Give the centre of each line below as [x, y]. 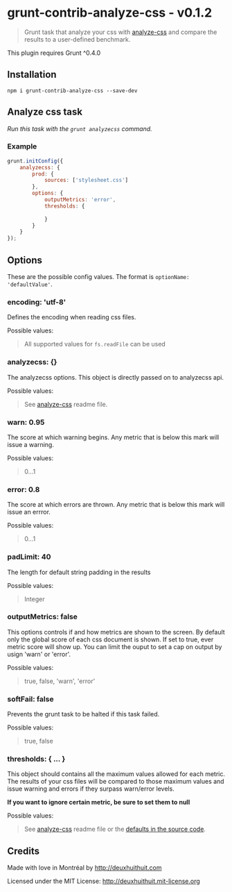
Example [22, 146]
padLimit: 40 [29, 557]
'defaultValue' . [30, 284]
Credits [24, 851]
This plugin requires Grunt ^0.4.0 [54, 53]
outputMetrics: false [43, 617]
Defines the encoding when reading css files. [72, 317]
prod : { [43, 174]
